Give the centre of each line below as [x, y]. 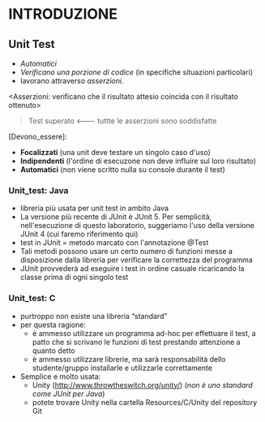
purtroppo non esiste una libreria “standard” [94, 316]
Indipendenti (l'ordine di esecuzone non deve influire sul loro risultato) [138, 161]
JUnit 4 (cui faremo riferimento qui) [79, 234]
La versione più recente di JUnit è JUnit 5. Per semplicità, [116, 217]
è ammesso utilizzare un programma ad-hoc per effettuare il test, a [144, 333]
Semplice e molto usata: [60, 376]
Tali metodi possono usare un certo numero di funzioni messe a [126, 252]
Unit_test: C [32, 299]
